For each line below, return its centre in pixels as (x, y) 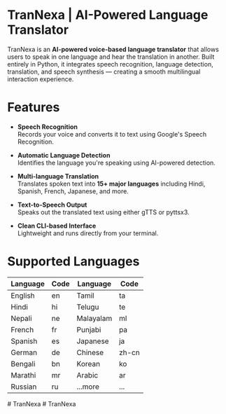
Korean (88, 364)
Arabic (87, 375)
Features (34, 108)
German (24, 352)
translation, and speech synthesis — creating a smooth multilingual (104, 71)
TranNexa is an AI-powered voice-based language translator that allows (113, 49)
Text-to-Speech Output (52, 205)
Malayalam (94, 318)
